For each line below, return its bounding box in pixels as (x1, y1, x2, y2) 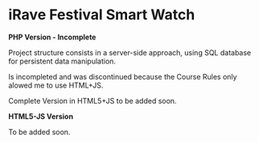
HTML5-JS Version (8, 111, 74, 121)
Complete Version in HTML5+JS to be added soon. (8, 96, 177, 105)
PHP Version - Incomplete (8, 32, 97, 42)
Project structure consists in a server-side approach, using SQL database (8, 47, 252, 57)
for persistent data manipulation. (8, 56, 117, 66)
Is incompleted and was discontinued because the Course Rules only (8, 71, 237, 81)
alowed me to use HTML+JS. (8, 80, 104, 90)
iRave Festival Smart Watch (8, 6, 195, 24)
